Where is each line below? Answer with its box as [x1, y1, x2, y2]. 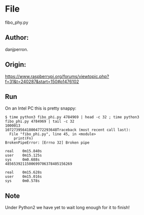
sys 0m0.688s [5, 157, 40, 162]
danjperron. [5, 46, 29, 52]
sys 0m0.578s [5, 179, 40, 183]
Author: [5, 33, 29, 42]
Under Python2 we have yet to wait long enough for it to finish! [5, 205, 130, 211]
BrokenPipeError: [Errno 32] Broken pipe [5, 140, 90, 145]
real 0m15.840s [5, 149, 42, 154]
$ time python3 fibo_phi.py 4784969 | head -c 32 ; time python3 [5, 115, 139, 120]
